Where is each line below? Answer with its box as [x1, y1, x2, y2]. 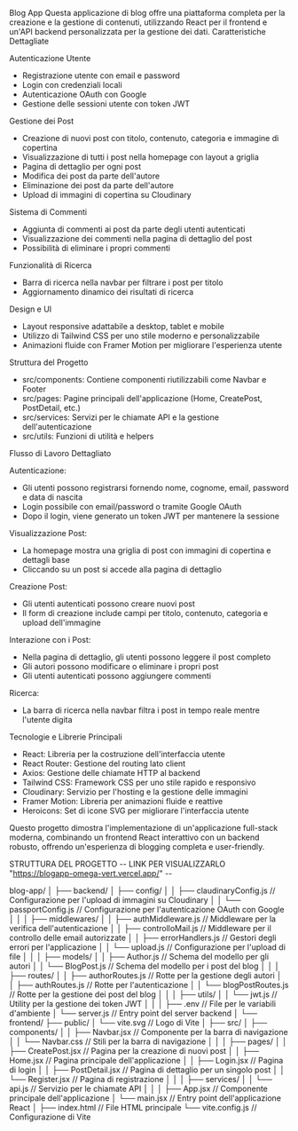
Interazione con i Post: [9, 635, 91, 645]
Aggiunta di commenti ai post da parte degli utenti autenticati [21, 224, 246, 234]
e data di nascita [21, 492, 83, 502]
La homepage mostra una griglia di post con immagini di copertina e [21, 545, 271, 556]
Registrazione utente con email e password [21, 70, 180, 81]
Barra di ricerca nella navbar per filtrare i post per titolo [21, 277, 223, 288]
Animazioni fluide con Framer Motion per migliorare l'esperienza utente [21, 340, 282, 350]
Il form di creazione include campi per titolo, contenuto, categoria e [21, 608, 269, 618]
